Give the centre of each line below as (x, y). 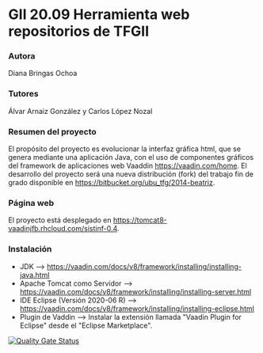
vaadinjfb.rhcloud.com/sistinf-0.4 (63, 229)
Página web (31, 203)
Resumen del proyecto (52, 131)
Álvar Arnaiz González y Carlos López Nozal (80, 111)
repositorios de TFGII (79, 31)
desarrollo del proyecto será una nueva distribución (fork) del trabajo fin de (131, 174)
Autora (22, 56)
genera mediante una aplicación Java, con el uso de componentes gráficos (131, 158)
